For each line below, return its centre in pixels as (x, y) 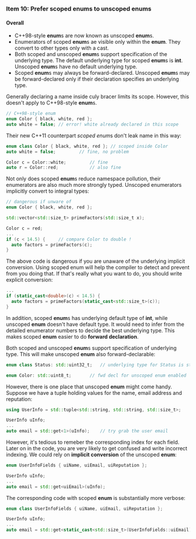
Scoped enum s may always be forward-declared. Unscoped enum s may (102, 73)
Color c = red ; (24, 228)
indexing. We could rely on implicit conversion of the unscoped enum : (91, 455)
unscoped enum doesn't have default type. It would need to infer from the (95, 324)
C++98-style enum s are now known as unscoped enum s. (84, 36)
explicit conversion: (29, 280)
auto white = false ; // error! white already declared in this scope (92, 124)
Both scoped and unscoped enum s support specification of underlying (91, 348)
